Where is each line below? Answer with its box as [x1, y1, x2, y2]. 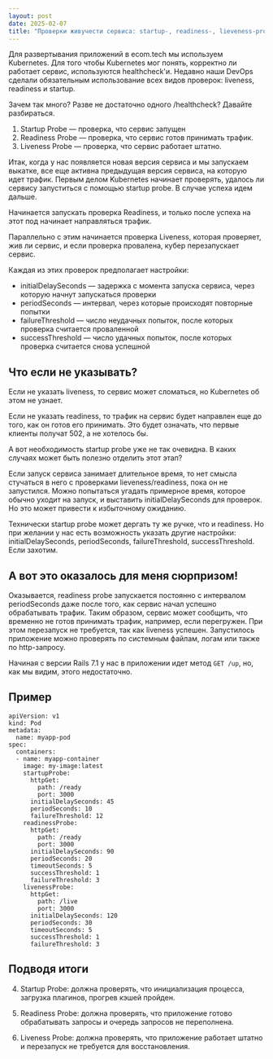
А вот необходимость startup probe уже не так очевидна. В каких [8, 445, 236, 455]
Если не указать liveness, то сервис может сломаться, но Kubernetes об [8, 387, 260, 397]
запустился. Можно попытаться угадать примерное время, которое [8, 486, 246, 496]
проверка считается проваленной [19, 324, 140, 334]
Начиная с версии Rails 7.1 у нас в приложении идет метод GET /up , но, [8, 658, 254, 668]
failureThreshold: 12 [29, 811, 104, 820]
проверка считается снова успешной [19, 341, 150, 351]
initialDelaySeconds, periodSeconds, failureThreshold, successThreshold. [8, 537, 255, 547]
